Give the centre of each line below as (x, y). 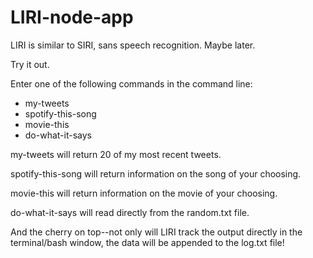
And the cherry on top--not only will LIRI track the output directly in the (156, 232)
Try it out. (30, 64)
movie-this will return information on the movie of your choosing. (144, 193)
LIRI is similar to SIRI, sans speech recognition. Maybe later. (133, 45)
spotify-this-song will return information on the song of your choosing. (156, 173)
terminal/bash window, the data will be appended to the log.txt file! (147, 242)
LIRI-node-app (72, 17)
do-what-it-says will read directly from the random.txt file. (130, 212)
